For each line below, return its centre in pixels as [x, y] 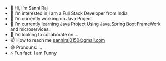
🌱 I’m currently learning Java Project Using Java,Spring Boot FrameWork [85, 24]
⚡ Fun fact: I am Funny [33, 53]
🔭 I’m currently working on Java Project [51, 18]
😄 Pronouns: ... [26, 47]
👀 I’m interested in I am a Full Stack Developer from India [69, 13]
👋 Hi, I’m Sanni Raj [29, 8]
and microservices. [30, 29]
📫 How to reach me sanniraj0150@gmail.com [58, 40]
